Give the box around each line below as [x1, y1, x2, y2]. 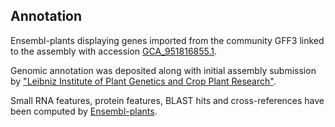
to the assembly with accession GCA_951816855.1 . [10, 45, 218, 57]
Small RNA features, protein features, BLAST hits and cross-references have [10, 94, 325, 106]
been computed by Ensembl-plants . [10, 105, 158, 117]
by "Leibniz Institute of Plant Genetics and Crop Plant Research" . [10, 75, 277, 87]
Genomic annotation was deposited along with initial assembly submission [10, 64, 317, 76]
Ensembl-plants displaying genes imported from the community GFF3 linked [10, 34, 325, 46]
